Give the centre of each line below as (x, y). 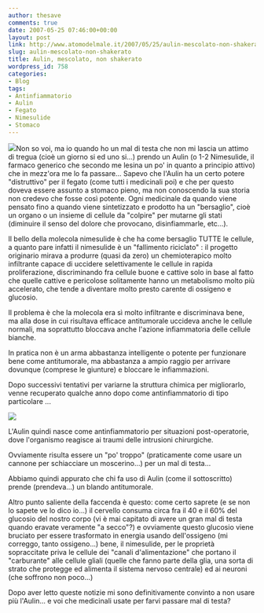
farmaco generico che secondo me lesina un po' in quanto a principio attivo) (132, 165)
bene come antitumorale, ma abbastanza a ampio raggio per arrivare (119, 361)
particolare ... (29, 401)
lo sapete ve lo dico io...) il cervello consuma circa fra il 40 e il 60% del (123, 510)
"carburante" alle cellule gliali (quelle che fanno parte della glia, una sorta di (131, 560)
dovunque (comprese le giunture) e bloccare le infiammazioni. (109, 369)
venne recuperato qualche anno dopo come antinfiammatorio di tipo (119, 393)
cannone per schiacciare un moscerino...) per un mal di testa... (110, 463)
